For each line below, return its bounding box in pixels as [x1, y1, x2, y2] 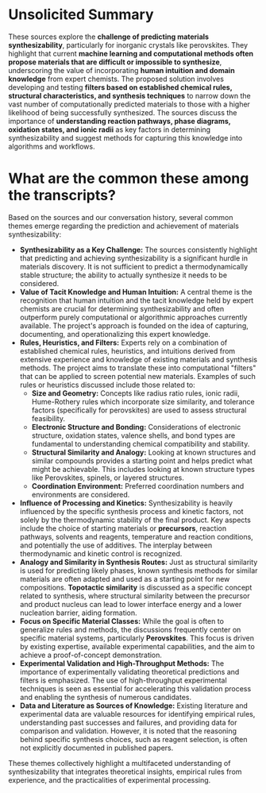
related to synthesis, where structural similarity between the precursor [19, 590, 250, 601]
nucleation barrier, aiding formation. [19, 608, 137, 617]
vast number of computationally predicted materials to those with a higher [8, 99, 250, 109]
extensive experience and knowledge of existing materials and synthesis [19, 354, 258, 364]
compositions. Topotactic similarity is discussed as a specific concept [19, 582, 253, 592]
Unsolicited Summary [8, 6, 154, 24]
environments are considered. [31, 489, 130, 499]
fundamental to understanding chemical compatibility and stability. [31, 439, 250, 448]
